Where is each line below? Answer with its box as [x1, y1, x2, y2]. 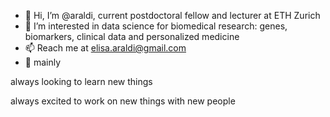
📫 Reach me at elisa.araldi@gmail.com [24, 42, 187, 54]
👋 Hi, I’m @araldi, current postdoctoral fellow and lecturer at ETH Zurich [24, 10, 321, 21]
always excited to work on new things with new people [10, 95, 236, 107]
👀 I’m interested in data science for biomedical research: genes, [24, 20, 288, 32]
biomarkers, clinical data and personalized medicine [24, 31, 240, 42]
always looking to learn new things [10, 76, 153, 87]
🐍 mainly [24, 56, 62, 68]
